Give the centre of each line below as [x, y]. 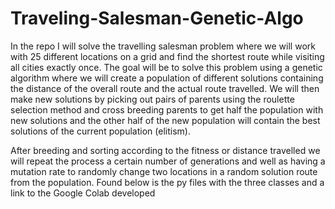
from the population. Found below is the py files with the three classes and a [167, 182]
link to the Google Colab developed [83, 193]
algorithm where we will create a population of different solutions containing [167, 78]
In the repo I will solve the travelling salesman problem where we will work [163, 46]
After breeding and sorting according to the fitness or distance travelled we [165, 150]
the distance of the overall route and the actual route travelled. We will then [165, 88]
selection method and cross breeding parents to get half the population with [167, 109]
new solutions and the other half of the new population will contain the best [165, 120]
